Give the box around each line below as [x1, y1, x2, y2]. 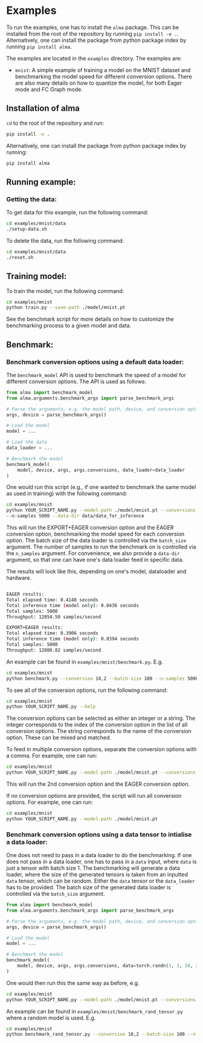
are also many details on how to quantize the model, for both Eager [14, 79, 182, 87]
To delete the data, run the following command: [6, 237, 124, 244]
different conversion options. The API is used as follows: [6, 378, 147, 385]
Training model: [6, 271, 67, 281]
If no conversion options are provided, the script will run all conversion [6, 792, 182, 800]
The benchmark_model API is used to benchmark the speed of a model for [6, 371, 186, 378]
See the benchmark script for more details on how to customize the [6, 315, 174, 323]
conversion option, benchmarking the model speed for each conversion [6, 530, 185, 538]
